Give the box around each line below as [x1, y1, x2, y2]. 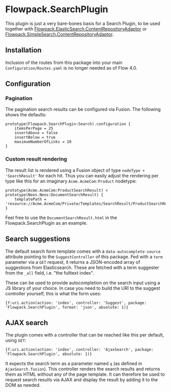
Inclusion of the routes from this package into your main [5, 59, 123, 66]
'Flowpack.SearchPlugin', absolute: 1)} [5, 352, 93, 357]
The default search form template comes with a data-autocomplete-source [5, 248, 161, 254]
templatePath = [14, 197, 47, 202]
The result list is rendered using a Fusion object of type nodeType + [5, 167, 145, 173]
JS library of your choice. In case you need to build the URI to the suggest [5, 285, 160, 291]
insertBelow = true [14, 135, 56, 140]
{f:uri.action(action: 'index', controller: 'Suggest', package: [5, 300, 147, 306]
